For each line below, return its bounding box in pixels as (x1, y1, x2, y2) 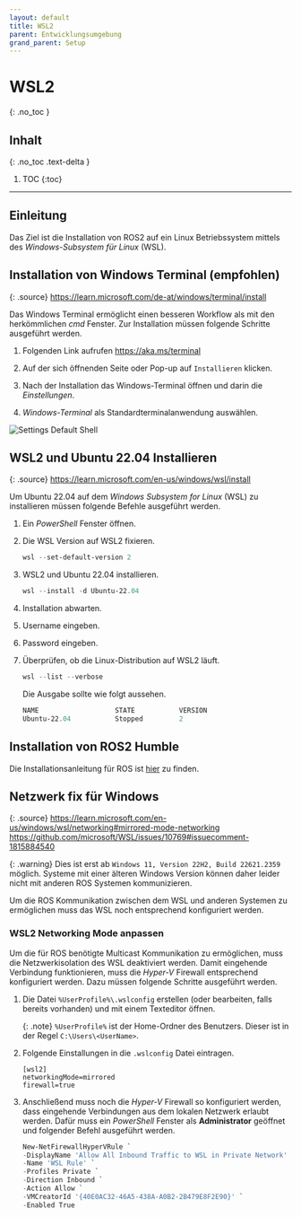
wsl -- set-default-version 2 (21, 553, 132, 562)
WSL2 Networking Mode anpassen (9, 927, 164, 940)
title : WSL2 (9, 22, 54, 31)
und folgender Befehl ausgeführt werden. (21, 1125, 176, 1135)
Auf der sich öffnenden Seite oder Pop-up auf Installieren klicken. (21, 363, 273, 373)
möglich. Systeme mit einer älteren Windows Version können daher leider (9, 868, 280, 880)
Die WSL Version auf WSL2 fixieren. (21, 536, 155, 547)
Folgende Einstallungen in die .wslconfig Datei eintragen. (21, 1047, 235, 1058)
